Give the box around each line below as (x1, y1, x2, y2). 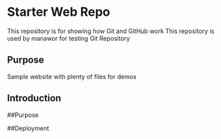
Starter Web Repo (7, 4, 110, 20)
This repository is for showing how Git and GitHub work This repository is (7, 27, 215, 35)
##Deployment (7, 124, 49, 132)
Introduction (7, 92, 62, 104)
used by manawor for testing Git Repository (7, 34, 130, 42)
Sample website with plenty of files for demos (7, 72, 137, 81)
